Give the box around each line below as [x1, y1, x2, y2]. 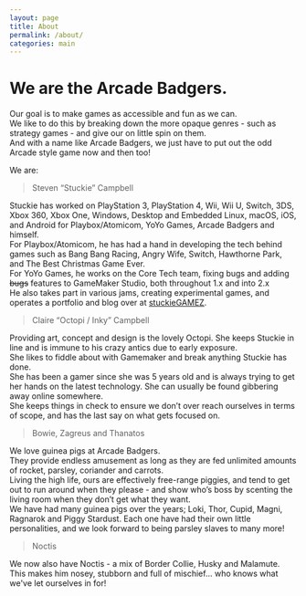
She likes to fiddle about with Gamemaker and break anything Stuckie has [9, 352, 288, 363]
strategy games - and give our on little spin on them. [9, 128, 207, 139]
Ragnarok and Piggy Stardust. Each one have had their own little [9, 513, 251, 525]
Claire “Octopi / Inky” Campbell [31, 315, 150, 326]
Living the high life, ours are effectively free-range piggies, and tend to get [9, 475, 290, 486]
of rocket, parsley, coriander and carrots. [9, 465, 164, 476]
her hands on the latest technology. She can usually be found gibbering [9, 381, 279, 392]
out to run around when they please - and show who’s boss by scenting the [9, 485, 293, 496]
